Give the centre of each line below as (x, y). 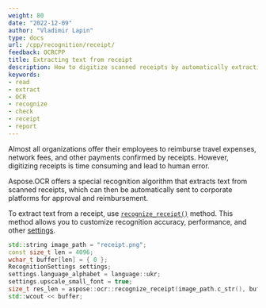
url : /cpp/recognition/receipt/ (61, 45)
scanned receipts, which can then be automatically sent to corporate (120, 189)
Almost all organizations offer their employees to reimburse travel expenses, (133, 148)
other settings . (32, 230)
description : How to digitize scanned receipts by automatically (118, 67)
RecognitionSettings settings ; (60, 267)
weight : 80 (26, 15)
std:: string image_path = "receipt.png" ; (78, 244)
